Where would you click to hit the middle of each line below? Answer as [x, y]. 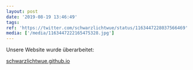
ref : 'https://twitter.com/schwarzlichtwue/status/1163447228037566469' [97, 28]
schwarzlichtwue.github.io [38, 61]
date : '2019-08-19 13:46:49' [42, 17]
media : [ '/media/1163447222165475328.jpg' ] [60, 33]
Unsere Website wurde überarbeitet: [50, 50]
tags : [13, 22]
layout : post [22, 11]
